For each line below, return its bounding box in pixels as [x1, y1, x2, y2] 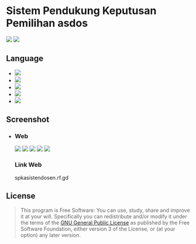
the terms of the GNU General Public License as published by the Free [20, 219, 190, 226]
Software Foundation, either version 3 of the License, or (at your [20, 225, 176, 232]
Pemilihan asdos [6, 16, 88, 30]
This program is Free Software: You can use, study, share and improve [20, 207, 190, 214]
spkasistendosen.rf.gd [14, 174, 69, 181]
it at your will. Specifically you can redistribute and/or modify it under [20, 212, 187, 220]
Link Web [14, 161, 42, 169]
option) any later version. [20, 231, 81, 238]
